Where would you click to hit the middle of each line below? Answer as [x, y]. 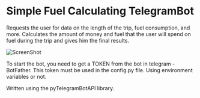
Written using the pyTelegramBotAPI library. [60, 88]
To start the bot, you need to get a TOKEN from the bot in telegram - [91, 64]
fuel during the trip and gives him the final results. [68, 40]
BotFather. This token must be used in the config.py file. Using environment [100, 70]
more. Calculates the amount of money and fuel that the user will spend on [98, 34]
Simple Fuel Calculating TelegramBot [100, 11]
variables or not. [26, 76]
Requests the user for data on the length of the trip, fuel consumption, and [98, 28]
